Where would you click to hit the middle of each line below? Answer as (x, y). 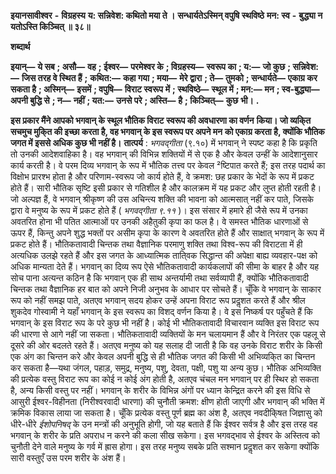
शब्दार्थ (20, 46)
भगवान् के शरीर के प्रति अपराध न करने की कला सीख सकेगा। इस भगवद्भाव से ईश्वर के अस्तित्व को (165, 435)
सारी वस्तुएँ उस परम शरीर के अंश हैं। (68, 458)
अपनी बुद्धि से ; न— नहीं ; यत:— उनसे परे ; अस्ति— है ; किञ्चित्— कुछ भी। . (135, 100)
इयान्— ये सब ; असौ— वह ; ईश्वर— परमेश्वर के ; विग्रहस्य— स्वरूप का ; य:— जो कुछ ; (151, 66)
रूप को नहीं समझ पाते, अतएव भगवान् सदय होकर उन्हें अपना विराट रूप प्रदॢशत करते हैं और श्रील (158, 300)
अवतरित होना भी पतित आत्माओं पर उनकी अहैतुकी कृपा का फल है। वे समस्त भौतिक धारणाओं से (159, 221)
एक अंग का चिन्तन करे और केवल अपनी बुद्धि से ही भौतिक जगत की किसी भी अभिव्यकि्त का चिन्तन (163, 356)
